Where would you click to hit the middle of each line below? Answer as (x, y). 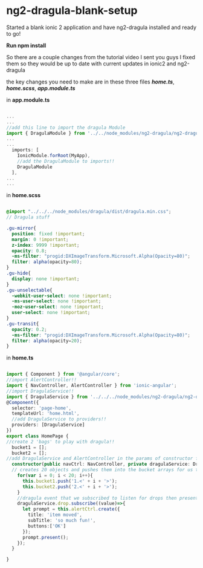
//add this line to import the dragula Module (66, 128)
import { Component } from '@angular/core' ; (63, 374)
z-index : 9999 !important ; (46, 245)
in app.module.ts (28, 100)
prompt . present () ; (45, 537)
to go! (14, 33)
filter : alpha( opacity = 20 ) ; (47, 341)
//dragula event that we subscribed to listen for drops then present (108, 498)
